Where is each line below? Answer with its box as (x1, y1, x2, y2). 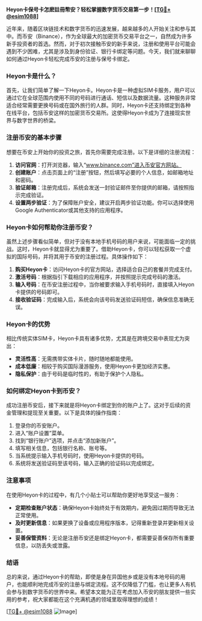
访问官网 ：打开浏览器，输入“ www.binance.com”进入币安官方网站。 (14, 161, 182, 168)
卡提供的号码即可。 (14, 288, 63, 295)
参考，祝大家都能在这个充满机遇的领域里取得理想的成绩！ (16, 596, 159, 603)
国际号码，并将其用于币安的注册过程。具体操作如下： (16, 253, 148, 260)
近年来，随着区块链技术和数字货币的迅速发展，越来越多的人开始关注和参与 (6, 25, 191, 32)
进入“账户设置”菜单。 (14, 430, 68, 437)
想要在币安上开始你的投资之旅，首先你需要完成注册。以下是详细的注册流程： (6, 148, 196, 156)
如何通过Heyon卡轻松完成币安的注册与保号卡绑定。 (6, 56, 133, 62)
